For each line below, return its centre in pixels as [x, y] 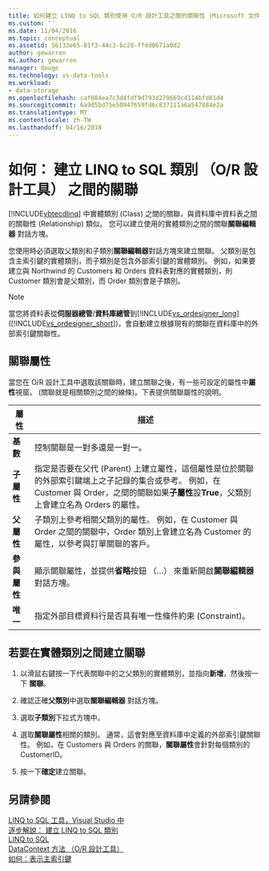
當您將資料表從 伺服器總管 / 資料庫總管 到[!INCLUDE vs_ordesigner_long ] [124, 313]
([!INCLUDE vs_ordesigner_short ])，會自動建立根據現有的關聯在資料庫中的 [130, 323]
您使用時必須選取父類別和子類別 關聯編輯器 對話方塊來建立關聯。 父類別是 [128, 250]
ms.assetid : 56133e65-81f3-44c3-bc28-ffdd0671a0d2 [94, 46]
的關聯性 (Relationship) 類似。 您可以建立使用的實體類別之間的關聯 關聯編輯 [132, 223]
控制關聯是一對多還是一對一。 [90, 448]
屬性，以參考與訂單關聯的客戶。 [94, 544]
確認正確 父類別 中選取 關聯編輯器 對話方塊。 [91, 701]
